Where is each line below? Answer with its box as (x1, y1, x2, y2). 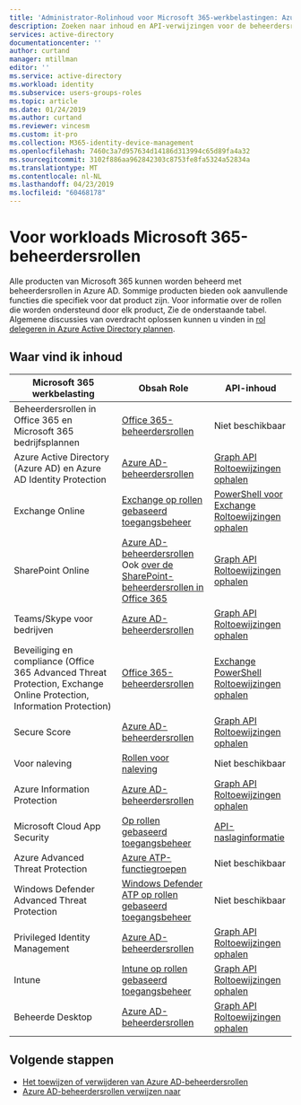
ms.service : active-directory (9, 72, 123, 81)
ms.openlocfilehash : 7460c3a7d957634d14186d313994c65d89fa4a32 (9, 146, 251, 155)
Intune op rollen (121, 962, 188, 975)
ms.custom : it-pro (9, 130, 78, 139)
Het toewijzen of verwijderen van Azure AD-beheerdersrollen (21, 1076, 249, 1087)
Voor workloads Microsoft (9, 227, 208, 248)
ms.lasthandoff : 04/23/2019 (9, 180, 115, 189)
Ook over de (121, 558, 174, 571)
